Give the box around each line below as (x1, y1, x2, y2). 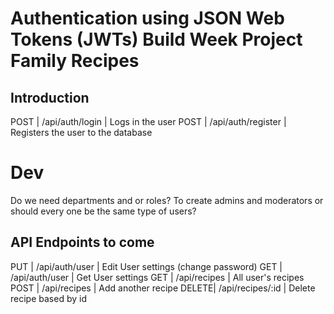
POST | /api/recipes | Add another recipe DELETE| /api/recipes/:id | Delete (10, 282, 316, 294)
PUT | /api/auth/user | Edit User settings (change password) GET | (10, 260, 283, 272)
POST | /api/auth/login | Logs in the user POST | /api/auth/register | (10, 116, 287, 127)
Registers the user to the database (10, 127, 153, 138)
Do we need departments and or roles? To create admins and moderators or (10, 194, 324, 206)
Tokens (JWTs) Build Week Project (10, 28, 303, 51)
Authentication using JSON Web (10, 7, 285, 30)
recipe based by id (10, 292, 87, 304)
